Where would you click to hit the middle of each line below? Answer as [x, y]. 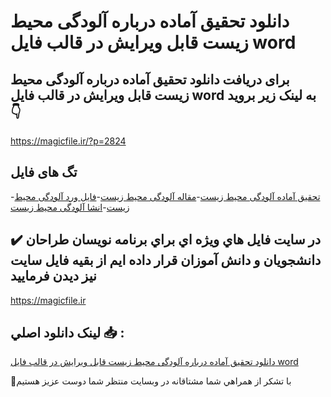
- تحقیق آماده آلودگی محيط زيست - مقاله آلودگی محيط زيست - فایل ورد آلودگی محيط [165, 196]
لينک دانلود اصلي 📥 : [67, 333]
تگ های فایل [44, 172]
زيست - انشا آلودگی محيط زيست [70, 207]
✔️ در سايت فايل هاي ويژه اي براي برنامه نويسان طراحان [166, 240]
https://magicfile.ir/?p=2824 [68, 141]
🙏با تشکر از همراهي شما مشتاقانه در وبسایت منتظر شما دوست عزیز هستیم [151, 381]
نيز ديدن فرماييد [53, 276]
